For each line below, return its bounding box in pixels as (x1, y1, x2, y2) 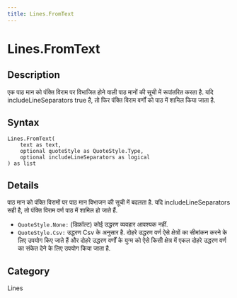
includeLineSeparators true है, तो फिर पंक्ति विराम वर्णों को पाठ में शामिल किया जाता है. (7, 96, 216, 104)
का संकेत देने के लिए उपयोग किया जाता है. (17, 244, 111, 253)
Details (7, 179, 39, 191)
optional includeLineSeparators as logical (20, 154, 151, 161)
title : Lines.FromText (7, 10, 74, 18)
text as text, (20, 142, 62, 149)
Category (7, 265, 50, 277)
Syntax (7, 117, 40, 129)
